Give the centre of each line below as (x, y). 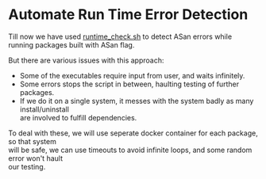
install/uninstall (44, 109)
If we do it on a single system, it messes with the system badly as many (137, 101)
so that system (33, 141)
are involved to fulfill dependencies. (78, 117)
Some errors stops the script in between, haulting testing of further (129, 84)
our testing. (27, 166)
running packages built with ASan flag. (71, 44)
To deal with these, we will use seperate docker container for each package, (133, 133)
